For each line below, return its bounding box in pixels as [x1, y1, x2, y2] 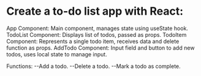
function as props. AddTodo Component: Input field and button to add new [6, 44, 195, 51]
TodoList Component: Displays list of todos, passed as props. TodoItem [6, 31, 187, 38]
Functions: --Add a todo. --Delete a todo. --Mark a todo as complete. [6, 63, 181, 70]
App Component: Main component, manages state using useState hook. [6, 25, 189, 32]
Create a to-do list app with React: [6, 4, 184, 18]
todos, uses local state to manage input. [6, 50, 107, 58]
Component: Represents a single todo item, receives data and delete [6, 37, 180, 45]
